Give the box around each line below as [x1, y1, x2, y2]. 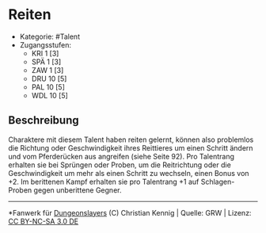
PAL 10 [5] [31, 82, 65, 92]
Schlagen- [200, 177, 235, 186]
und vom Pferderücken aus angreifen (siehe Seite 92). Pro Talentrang [8, 151, 235, 161]
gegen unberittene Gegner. [33, 185, 122, 195]
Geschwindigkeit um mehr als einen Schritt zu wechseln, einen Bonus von [8, 168, 249, 178]
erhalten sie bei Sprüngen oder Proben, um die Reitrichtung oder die [8, 160, 231, 170]
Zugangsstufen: [19, 40, 72, 49]
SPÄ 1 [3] [31, 57, 62, 67]
